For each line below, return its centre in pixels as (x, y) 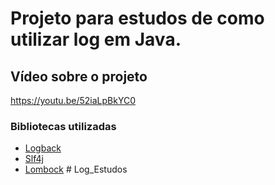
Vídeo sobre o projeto (79, 76)
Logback (43, 148)
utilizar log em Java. (96, 39)
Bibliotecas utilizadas (63, 126)
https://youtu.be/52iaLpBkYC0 (73, 100)
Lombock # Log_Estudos (76, 169)
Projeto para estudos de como (137, 18)
